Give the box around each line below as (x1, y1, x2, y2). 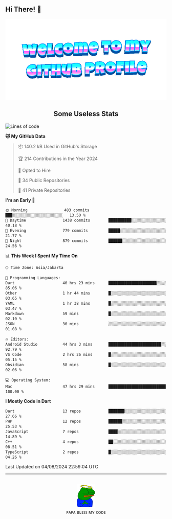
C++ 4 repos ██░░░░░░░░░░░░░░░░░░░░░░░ (5, 439, 166, 444)
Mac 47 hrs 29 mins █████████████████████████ (5, 384, 166, 389)
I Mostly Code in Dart (5, 398, 51, 404)
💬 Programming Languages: (5, 275, 60, 280)
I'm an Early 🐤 (5, 197, 35, 203)
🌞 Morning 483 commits (5, 208, 90, 213)
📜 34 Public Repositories (17, 177, 70, 183)
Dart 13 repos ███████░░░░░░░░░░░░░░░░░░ (5, 409, 166, 414)
